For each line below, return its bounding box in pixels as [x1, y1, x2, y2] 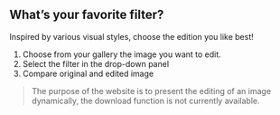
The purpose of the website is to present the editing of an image [31, 85, 272, 96]
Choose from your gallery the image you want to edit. [22, 49, 221, 60]
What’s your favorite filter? [9, 7, 164, 23]
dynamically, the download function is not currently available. [31, 95, 260, 106]
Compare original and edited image [22, 68, 154, 79]
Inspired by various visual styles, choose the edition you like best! [9, 31, 255, 42]
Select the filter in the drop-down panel [22, 58, 170, 69]
